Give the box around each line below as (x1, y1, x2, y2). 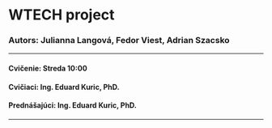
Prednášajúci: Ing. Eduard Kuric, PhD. (8, 100, 138, 110)
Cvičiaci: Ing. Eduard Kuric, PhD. (8, 82, 120, 92)
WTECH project (8, 6, 115, 24)
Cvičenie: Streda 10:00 (8, 63, 87, 74)
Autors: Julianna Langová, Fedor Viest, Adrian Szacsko (8, 35, 230, 46)
